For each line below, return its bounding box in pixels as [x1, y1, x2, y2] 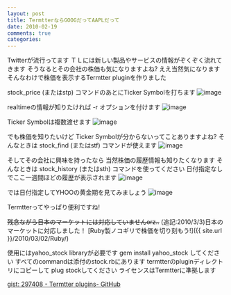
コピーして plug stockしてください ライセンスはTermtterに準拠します [19, 266, 216, 275]
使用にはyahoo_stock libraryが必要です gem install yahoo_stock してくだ [7, 248, 214, 257]
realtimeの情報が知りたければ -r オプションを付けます [7, 103, 161, 111]
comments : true [7, 29, 51, 37]
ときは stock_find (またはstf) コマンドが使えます [19, 141, 157, 150]
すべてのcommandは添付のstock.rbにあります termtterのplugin [15, 257, 194, 266]
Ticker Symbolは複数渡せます [7, 118, 92, 126]
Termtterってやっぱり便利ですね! [7, 203, 101, 212]
